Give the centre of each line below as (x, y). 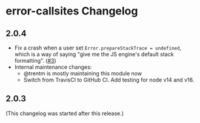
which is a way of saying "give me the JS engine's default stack (94, 54)
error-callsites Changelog (72, 11)
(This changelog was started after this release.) (65, 113)
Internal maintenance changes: (53, 67)
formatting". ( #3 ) (35, 61)
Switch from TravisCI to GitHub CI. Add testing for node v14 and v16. (109, 80)
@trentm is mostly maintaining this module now (83, 73)
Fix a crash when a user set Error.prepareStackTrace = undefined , (98, 48)
